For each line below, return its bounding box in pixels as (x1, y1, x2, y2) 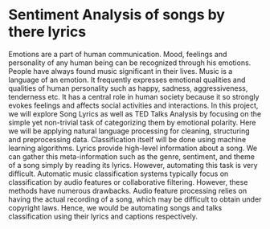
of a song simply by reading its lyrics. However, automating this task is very (8, 160, 259, 170)
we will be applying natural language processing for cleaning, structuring (8, 126, 251, 136)
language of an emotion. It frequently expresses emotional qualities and (8, 75, 246, 84)
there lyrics (8, 22, 87, 41)
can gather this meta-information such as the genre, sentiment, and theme (8, 151, 256, 162)
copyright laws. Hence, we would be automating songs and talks (8, 202, 223, 212)
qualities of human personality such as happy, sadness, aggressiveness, (8, 83, 248, 93)
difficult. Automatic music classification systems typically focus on (8, 169, 229, 178)
